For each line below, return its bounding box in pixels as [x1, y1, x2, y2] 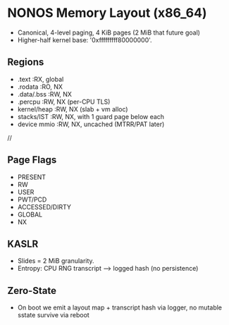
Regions [7, 56, 44, 68]
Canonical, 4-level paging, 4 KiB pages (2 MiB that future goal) [17, 28, 201, 37]
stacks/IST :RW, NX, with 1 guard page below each [17, 112, 164, 121]
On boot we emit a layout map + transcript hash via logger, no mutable [17, 303, 223, 312]
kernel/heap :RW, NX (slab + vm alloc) [17, 104, 128, 114]
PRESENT [17, 173, 47, 181]
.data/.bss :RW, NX [17, 90, 73, 98]
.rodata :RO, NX [17, 82, 63, 91]
